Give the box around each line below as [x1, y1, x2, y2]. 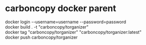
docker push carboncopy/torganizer [5, 34, 78, 40]
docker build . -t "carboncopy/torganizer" [5, 24, 89, 30]
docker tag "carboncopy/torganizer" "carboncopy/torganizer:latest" [5, 29, 142, 35]
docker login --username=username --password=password [5, 19, 126, 25]
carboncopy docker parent [5, 3, 117, 14]
